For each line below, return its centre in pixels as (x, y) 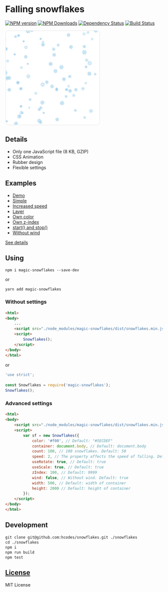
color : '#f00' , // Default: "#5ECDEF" (72, 441)
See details (17, 242)
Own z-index (26, 222)
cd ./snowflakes (22, 542)
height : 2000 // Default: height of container (81, 488)
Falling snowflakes (45, 9)
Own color (23, 217)
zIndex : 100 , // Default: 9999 (64, 472)
